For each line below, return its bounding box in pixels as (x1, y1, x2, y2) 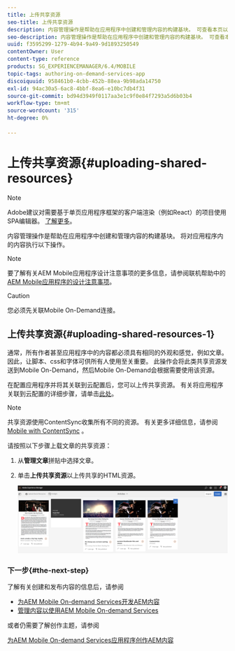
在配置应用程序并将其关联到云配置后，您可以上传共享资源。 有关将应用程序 (7, 380, 224, 389)
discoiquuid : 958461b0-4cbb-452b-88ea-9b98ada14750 (7, 78, 161, 85)
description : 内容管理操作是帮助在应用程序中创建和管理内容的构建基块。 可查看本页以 (7, 26, 229, 33)
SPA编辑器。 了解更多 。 (7, 217, 76, 225)
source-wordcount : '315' (7, 107, 80, 115)
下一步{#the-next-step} (7, 566, 90, 575)
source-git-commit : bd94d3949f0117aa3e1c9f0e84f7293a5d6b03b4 (7, 92, 192, 99)
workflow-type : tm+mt (7, 100, 71, 107)
